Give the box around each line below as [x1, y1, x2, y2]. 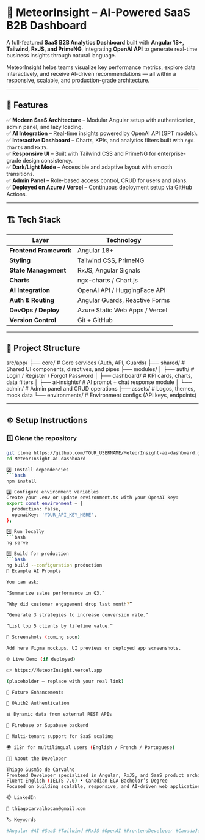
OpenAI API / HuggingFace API [77, 286, 166, 294]
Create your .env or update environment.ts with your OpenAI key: [6, 495, 179, 501]
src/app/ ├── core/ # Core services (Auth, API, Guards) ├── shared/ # [6, 359, 185, 366]
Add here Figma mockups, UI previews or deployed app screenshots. [6, 645, 182, 652]
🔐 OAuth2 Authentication [6, 700, 70, 707]
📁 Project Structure [6, 342, 81, 353]
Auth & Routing [9, 296, 55, 304]
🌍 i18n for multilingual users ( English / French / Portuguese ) [6, 744, 175, 751]
